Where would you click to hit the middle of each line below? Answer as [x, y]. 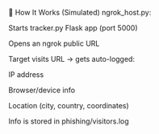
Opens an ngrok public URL [54, 43]
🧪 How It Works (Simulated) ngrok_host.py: [80, 12]
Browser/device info [42, 90]
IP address [26, 75]
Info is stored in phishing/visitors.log [69, 121]
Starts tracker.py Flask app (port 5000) [73, 28]
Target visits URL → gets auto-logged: [72, 59]
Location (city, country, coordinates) [69, 106]
